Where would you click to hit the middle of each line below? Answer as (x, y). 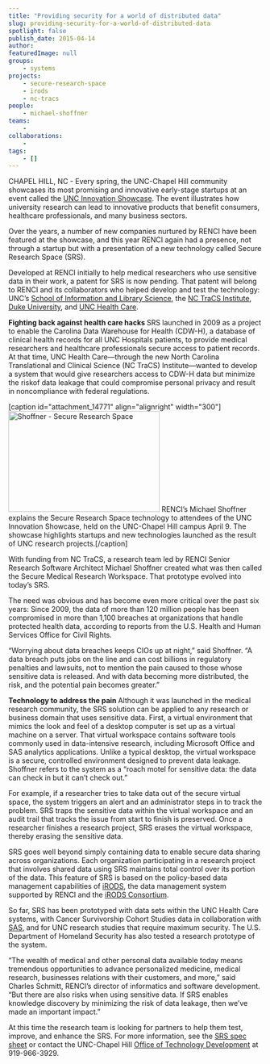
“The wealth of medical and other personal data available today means (126, 961)
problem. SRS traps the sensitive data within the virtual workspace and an (131, 811)
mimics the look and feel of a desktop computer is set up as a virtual (122, 727)
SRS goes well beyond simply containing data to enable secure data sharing (134, 852)
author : (21, 46)
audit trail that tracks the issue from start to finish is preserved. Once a (126, 819)
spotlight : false (37, 31)
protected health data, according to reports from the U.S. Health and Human (135, 626)
